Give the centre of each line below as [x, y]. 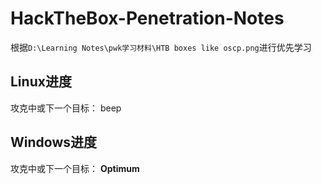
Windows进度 [53, 142]
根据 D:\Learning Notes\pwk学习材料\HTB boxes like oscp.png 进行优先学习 [161, 47]
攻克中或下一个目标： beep [66, 108]
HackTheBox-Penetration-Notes [147, 18]
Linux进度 [41, 82]
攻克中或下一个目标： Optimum [75, 168]
